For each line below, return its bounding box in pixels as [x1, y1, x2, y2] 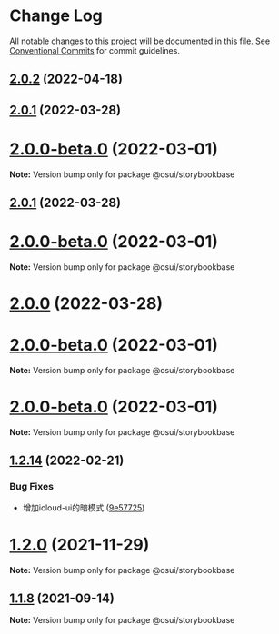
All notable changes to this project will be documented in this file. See [9, 35, 271, 46]
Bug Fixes [9, 480, 55, 493]
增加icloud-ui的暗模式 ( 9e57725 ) [22, 501, 145, 513]
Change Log [9, 5, 103, 26]
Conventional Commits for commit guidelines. [9, 45, 180, 55]
